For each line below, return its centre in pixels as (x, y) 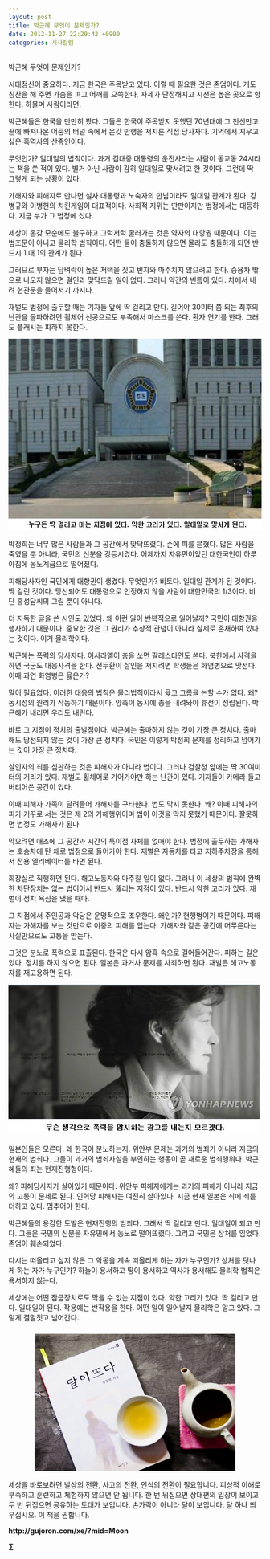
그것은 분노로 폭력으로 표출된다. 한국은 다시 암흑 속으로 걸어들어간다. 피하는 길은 (134, 953)
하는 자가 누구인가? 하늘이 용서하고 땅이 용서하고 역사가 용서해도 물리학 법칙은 (139, 1271)
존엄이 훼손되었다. (37, 1243)
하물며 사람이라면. (53, 104)
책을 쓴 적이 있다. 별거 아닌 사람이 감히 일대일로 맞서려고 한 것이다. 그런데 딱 (135, 169)
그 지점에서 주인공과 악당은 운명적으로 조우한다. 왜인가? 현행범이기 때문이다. (127, 916)
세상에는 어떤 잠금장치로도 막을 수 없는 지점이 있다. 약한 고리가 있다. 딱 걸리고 (129, 1298)
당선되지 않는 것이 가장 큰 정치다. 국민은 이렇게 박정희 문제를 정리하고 (131, 740)
